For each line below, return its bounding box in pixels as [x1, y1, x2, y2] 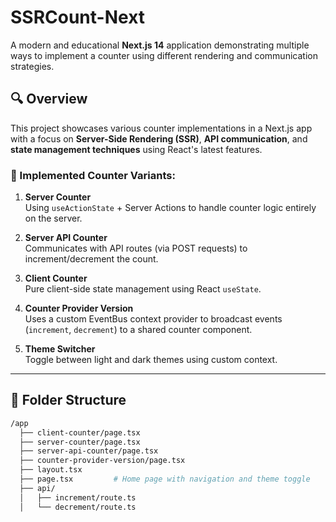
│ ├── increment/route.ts [19, 492, 137, 503]
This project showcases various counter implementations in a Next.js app [10, 122, 313, 134]
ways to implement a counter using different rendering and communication [10, 49, 318, 61]
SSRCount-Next [10, 6, 146, 29]
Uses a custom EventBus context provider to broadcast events [24, 313, 283, 325]
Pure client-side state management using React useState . [24, 283, 262, 295]
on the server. [24, 212, 83, 225]
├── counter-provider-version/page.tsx [19, 456, 186, 466]
